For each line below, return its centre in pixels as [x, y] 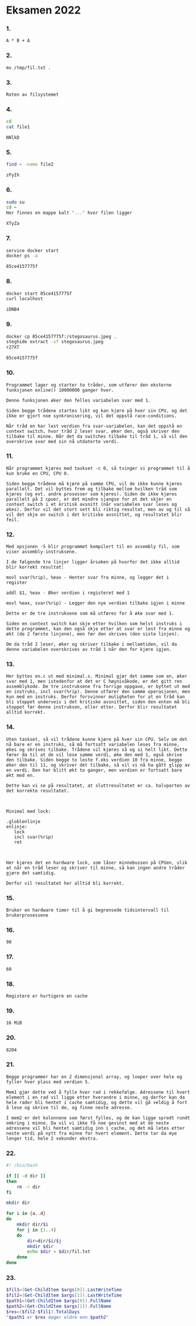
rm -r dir [29, 1187]
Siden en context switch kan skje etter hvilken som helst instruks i [94, 624]
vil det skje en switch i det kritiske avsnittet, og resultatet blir [94, 515]
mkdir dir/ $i [33, 1225]
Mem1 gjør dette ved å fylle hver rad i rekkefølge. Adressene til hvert [98, 1092]
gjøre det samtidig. [31, 873]
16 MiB [14, 1023]
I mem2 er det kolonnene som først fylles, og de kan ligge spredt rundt [98, 1118]
